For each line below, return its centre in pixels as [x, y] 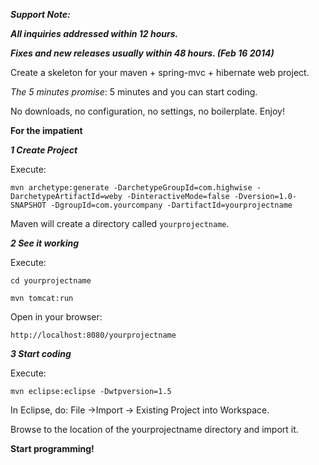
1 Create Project [44, 150]
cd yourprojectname [51, 281]
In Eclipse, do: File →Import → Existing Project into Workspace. [140, 410]
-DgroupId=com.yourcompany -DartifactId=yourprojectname [171, 205]
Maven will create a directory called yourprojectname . [120, 223]
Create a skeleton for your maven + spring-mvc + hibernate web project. [160, 72]
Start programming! [52, 448]
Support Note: [40, 14]
